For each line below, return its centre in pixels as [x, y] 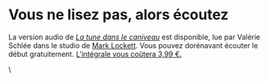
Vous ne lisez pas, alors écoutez [119, 15]
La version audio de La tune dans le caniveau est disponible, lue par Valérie [134, 37]
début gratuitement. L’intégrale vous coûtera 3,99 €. [95, 54]
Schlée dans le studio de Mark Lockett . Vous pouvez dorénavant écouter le [133, 45]
